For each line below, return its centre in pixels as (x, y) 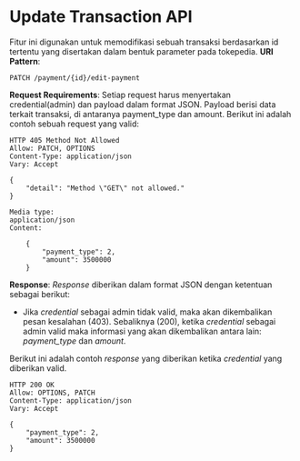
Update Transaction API (101, 17)
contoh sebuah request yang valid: (74, 124)
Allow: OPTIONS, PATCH (52, 393)
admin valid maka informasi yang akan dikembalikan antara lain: (142, 331)
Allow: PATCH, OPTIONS (52, 148)
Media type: (32, 212)
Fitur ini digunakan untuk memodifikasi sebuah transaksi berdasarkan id (144, 42)
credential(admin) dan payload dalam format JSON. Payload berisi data (143, 104)
